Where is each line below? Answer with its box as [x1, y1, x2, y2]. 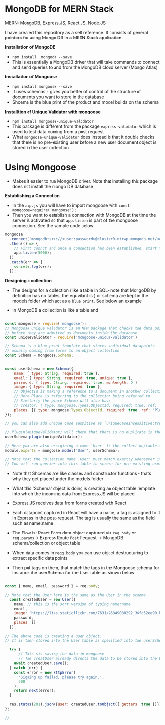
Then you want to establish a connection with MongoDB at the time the [12, 212, 156, 218]
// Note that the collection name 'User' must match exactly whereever [5, 457, 155, 462]
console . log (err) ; [14, 264, 52, 269]
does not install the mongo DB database [12, 183, 93, 189]
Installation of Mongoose [5, 74, 57, 79]
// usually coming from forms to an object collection [5, 348, 120, 353]
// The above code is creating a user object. [5, 633, 102, 639]
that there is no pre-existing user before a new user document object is [12, 139, 157, 145]
